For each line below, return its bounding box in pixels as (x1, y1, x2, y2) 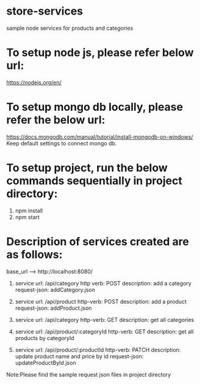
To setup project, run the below (6, 161, 168, 175)
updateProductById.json (15, 359, 76, 366)
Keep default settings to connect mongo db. (6, 139, 117, 147)
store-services (6, 4, 84, 18)
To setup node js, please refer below (6, 46, 194, 60)
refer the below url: (6, 113, 105, 127)
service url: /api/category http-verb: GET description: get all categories (15, 316, 195, 323)
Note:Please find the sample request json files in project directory (6, 371, 171, 378)
